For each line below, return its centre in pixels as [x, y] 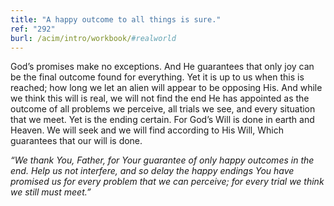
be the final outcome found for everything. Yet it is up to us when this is [157, 77]
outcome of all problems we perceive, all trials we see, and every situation [163, 109]
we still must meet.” [51, 192]
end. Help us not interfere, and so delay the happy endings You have [152, 171]
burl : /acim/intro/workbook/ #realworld [93, 38]
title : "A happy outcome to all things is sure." [116, 19]
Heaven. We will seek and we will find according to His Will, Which [147, 130]
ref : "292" [33, 29]
